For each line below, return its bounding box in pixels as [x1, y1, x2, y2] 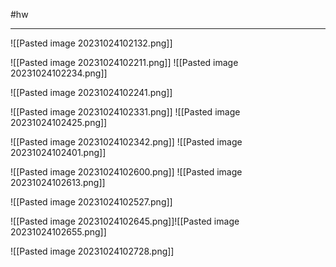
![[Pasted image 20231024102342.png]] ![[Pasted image [10, 136, 243, 148]
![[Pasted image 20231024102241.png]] [10, 87, 173, 98]
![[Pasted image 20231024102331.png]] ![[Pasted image [10, 106, 241, 118]
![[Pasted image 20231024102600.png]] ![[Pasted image [10, 166, 243, 178]
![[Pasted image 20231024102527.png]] [10, 196, 173, 208]
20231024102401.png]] [10, 147, 107, 158]
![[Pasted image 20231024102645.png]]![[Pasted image [10, 215, 240, 227]
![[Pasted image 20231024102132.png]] [10, 37, 173, 49]
